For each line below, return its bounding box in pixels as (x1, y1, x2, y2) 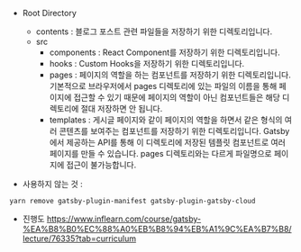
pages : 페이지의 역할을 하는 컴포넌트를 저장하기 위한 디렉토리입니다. (49, 69, 291, 80)
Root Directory (22, 8, 77, 18)
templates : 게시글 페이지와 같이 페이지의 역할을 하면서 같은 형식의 (49, 114, 283, 125)
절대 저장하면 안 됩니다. (80, 103, 163, 113)
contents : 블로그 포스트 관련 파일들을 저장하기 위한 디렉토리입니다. (35, 26, 273, 37)
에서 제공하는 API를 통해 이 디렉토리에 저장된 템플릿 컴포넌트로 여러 (49, 137, 286, 148)
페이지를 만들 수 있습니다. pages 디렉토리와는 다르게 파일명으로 (49, 148, 272, 158)
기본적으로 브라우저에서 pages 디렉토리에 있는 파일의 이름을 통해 (49, 81, 278, 91)
